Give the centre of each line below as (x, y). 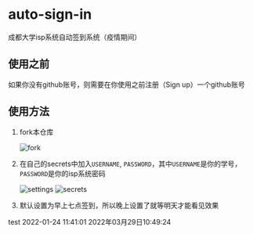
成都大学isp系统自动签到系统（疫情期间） (75, 37)
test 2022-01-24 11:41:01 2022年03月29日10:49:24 (90, 221)
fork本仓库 (36, 131)
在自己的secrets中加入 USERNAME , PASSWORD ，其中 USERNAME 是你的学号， (130, 164)
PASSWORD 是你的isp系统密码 (62, 173)
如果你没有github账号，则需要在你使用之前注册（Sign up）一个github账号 (127, 85)
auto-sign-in (50, 14)
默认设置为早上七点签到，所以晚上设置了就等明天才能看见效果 (119, 205)
